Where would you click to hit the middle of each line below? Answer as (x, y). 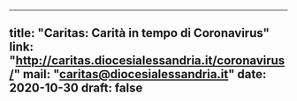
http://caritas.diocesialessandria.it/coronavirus (150, 61)
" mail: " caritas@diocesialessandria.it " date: (140, 74)
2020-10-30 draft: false (76, 88)
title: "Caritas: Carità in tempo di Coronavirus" (139, 33)
